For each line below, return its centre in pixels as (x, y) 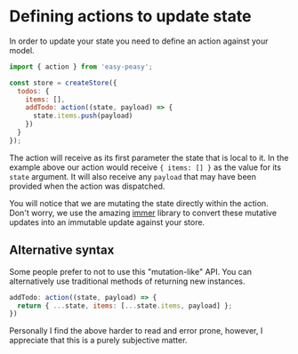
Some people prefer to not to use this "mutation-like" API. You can (130, 271)
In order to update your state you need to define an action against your (139, 41)
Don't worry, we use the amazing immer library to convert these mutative (143, 213)
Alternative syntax (62, 250)
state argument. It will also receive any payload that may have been (133, 176)
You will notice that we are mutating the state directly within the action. (139, 203)
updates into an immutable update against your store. (107, 222)
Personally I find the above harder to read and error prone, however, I (136, 331)
